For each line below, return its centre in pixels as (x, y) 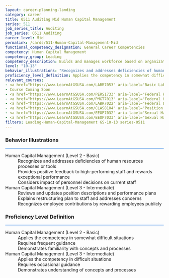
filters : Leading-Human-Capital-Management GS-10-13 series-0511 (75, 122)
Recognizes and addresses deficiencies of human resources (80, 161)
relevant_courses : (24, 80)
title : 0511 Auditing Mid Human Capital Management (60, 19)
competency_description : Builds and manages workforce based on (74, 61)
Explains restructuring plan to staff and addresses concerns (80, 198)
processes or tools (37, 166)
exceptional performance (44, 177)
